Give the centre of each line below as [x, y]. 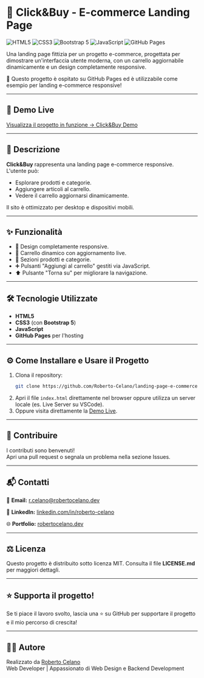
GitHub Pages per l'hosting [49, 336]
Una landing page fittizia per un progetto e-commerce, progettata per [93, 54]
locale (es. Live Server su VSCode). [59, 404]
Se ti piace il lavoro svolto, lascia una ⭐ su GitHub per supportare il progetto [101, 613]
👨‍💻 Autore [26, 647]
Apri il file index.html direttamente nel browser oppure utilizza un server [105, 397]
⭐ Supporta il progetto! [50, 596]
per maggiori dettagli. [33, 570]
